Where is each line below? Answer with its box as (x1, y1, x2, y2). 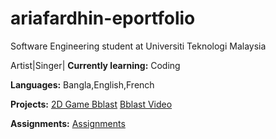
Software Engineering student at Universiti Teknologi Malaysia (10, 40, 267, 52)
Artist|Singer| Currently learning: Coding (10, 59, 181, 71)
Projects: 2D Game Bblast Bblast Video (10, 98, 173, 110)
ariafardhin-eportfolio (10, 7, 196, 30)
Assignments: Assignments (10, 117, 126, 129)
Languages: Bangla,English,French (10, 78, 155, 91)
